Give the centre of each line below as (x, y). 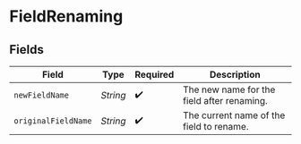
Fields (27, 50)
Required (154, 75)
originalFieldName (53, 121)
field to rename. (215, 127)
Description (235, 75)
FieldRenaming (66, 17)
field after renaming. (225, 101)
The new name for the (229, 89)
